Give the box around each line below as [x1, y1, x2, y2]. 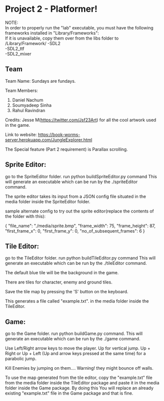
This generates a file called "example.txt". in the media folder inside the [5, 298, 149, 304]
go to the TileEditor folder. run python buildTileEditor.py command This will [5, 255, 156, 261]
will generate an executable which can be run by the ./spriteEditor [5, 179, 138, 185]
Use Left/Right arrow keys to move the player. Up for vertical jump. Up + [5, 345, 151, 351]
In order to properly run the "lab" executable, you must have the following [5, 24, 154, 30]
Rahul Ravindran [12, 107, 46, 113]
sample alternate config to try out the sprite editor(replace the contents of [5, 208, 154, 214]
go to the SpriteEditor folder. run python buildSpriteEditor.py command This [5, 173, 157, 179]
